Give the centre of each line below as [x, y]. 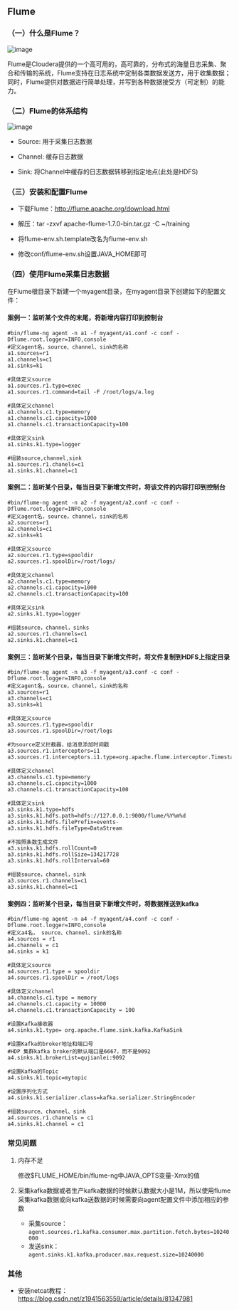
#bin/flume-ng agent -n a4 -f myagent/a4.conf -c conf [90, 919]
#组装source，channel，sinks [48, 628]
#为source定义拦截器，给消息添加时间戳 [58, 745]
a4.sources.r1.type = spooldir [54, 972]
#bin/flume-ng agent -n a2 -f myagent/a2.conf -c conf [90, 502]
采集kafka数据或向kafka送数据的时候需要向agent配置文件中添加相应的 [120, 1199]
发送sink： [44, 1246]
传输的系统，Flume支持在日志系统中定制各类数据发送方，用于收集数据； [125, 73]
